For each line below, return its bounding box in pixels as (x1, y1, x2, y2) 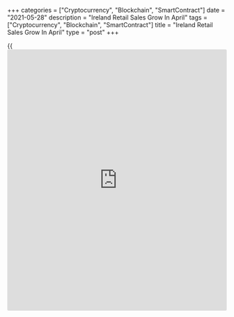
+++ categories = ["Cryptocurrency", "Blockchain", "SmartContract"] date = (7, 6, 226, 14)
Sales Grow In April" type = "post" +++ (7, 28, 119, 36)
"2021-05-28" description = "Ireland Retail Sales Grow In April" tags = (7, 13, 208, 22)
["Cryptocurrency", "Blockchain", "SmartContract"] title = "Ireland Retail (7, 21, 214, 29)
